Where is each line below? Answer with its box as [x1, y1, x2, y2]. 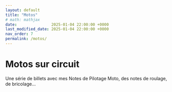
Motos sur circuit [5, 59, 80, 70]
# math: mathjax [5, 17, 40, 22]
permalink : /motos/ [5, 36, 47, 42]
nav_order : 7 [5, 31, 33, 36]
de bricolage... [5, 81, 36, 87]
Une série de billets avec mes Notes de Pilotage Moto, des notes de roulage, [5, 75, 167, 81]
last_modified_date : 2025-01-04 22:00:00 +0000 [5, 27, 109, 32]
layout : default [5, 7, 40, 13]
